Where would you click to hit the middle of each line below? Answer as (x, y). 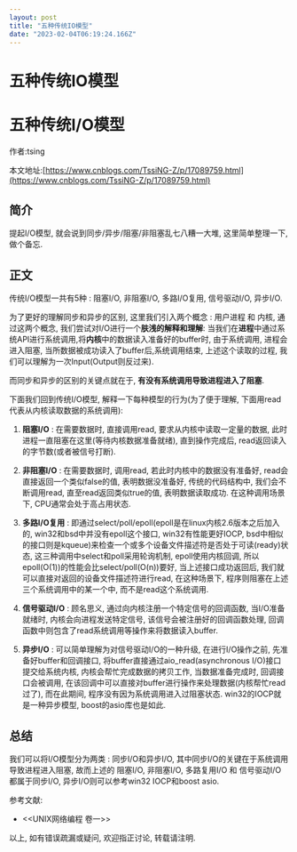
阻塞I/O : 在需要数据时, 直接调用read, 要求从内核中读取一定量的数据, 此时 (155, 430)
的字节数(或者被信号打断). (69, 452)
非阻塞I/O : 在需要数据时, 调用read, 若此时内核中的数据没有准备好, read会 (155, 470)
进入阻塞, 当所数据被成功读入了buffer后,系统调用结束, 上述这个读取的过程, (143, 350)
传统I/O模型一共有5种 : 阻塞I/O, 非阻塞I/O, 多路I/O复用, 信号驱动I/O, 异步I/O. (146, 298)
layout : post (33, 17)
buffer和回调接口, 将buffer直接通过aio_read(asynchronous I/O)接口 (160, 661)
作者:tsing (27, 151)
